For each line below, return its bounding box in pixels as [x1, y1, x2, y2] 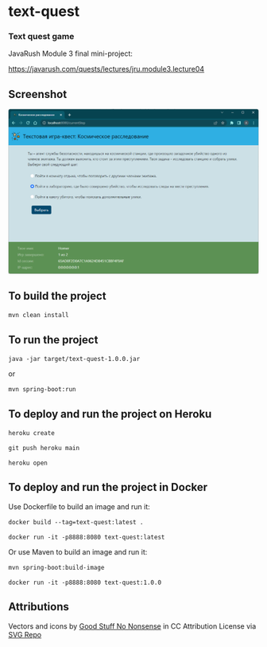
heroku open [8, 459, 48, 467]
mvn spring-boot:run [8, 386, 77, 394]
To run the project [8, 333, 99, 347]
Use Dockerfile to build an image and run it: [8, 501, 151, 512]
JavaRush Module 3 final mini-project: [8, 49, 133, 58]
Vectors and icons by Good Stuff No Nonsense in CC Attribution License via [8, 621, 257, 631]
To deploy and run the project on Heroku [8, 407, 212, 421]
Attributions [8, 600, 70, 614]
